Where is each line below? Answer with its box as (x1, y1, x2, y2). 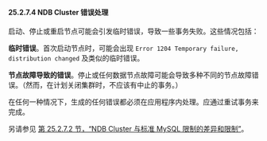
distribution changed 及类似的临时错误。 (8, 53, 145, 63)
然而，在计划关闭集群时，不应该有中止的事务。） (25, 80, 183, 90)
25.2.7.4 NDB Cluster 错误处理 (8, 7, 109, 17)
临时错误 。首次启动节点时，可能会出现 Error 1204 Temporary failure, (8, 44, 239, 53)
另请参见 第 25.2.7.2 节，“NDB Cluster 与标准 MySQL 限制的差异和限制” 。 (8, 124, 249, 134)
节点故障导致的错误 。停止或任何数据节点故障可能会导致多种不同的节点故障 (8, 70, 252, 80)
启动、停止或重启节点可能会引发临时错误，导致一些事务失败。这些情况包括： (8, 26, 259, 36)
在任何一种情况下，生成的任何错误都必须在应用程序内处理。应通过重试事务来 (8, 97, 259, 107)
